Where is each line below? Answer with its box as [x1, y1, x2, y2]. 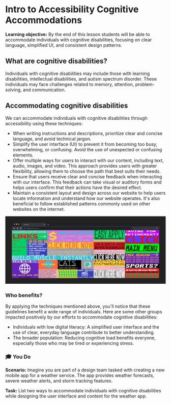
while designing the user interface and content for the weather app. [5, 393, 147, 399]
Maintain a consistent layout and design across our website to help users [12, 190, 166, 196]
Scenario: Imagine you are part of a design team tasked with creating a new [5, 367, 165, 373]
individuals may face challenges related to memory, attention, [5, 81, 134, 87]
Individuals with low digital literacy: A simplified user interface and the [12, 324, 159, 330]
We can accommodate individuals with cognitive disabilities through [5, 115, 148, 121]
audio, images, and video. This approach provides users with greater [12, 163, 157, 169]
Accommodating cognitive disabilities [5, 101, 128, 110]
